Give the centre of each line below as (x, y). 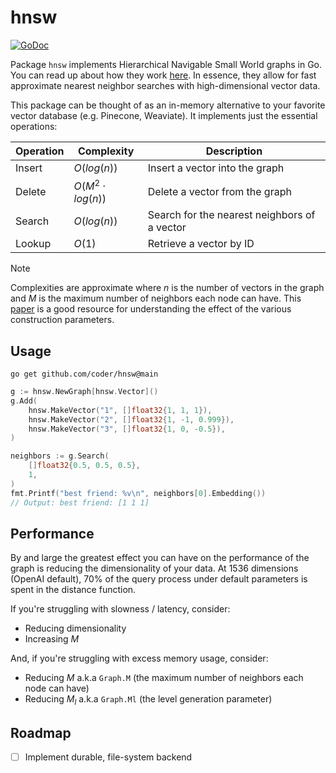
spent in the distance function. (73, 590)
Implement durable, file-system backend (108, 757)
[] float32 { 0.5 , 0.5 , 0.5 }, (84, 466)
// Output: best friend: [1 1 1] (80, 502)
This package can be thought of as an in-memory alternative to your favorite (168, 105)
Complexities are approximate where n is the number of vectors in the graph (167, 288)
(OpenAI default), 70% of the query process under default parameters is (159, 579)
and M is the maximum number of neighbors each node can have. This (156, 298)
